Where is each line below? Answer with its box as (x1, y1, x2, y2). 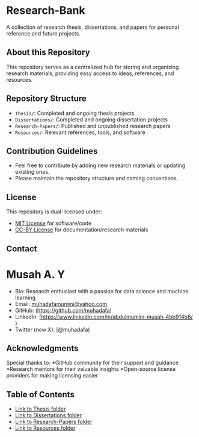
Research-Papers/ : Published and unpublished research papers (14, 122, 171, 129)
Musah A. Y (6, 267, 66, 281)
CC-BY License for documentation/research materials (14, 226, 148, 233)
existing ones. (14, 168, 50, 176)
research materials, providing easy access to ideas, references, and (6, 70, 174, 77)
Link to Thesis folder (14, 405, 66, 412)
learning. (14, 294, 37, 301)
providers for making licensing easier (6, 372, 98, 379)
